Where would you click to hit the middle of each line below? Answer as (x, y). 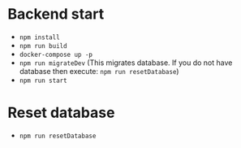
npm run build (43, 46)
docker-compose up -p (56, 54)
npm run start (43, 81)
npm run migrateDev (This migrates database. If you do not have (126, 63)
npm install (39, 37)
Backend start (56, 14)
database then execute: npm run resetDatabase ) (99, 71)
